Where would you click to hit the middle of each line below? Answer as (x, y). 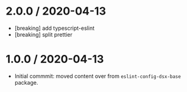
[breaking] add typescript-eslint (55, 28)
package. (26, 82)
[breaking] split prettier (43, 34)
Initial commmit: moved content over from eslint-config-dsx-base (97, 76)
